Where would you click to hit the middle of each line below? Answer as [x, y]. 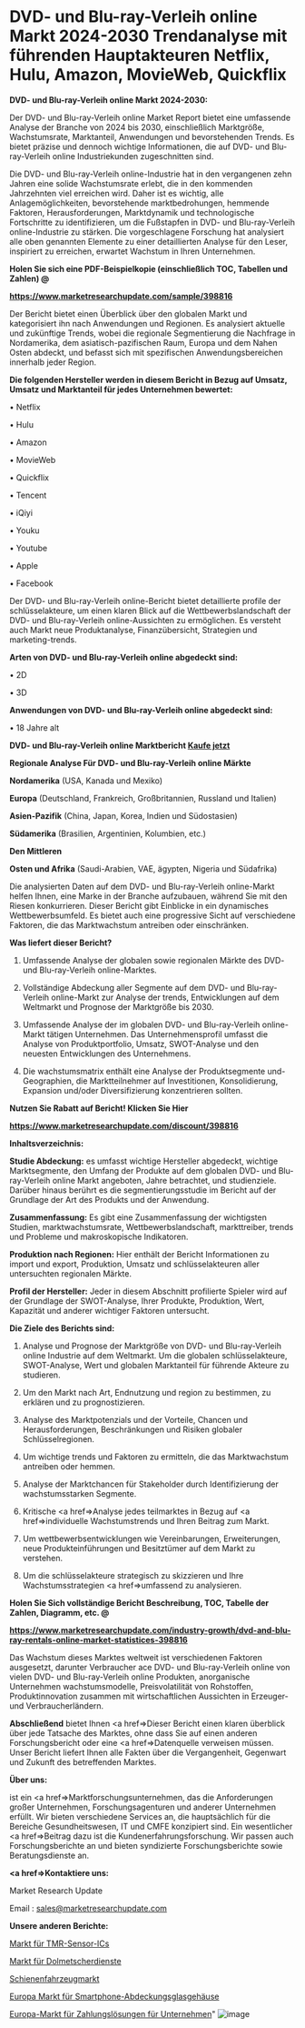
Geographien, [48, 1081]
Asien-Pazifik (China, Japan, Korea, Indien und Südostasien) [123, 815]
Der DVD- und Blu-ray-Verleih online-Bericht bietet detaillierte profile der [145, 600]
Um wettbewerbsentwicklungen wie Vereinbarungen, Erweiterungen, [152, 1539]
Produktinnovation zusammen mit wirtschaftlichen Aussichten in [129, 1696]
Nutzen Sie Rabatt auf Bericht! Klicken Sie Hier [99, 1108]
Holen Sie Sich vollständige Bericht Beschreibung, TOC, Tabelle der [139, 1602]
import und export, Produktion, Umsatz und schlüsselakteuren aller [135, 1264]
